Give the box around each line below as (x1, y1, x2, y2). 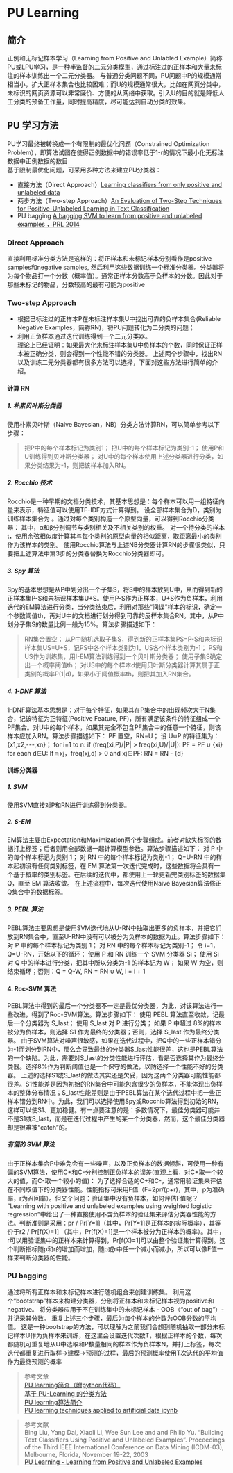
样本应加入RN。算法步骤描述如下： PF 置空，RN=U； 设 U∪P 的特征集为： (7, 731, 220, 740)
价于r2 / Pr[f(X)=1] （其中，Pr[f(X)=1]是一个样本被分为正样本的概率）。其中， (7, 1227, 225, 1235)
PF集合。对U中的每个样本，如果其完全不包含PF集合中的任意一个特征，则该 (7, 723, 221, 731)
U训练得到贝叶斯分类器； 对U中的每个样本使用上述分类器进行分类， (24, 452, 218, 460)
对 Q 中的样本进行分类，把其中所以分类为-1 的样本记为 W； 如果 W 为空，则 (7, 959, 223, 967)
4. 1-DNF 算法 (7, 687, 46, 695)
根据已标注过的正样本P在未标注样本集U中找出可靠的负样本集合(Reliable (17, 315, 221, 323)
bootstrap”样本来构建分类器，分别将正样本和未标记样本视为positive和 (16, 1296, 214, 1305)
